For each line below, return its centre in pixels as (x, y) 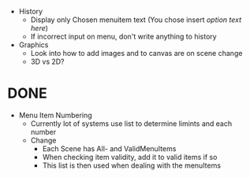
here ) (39, 28)
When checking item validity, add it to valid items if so (130, 157)
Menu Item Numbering (55, 115)
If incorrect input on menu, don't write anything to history (124, 36)
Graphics (34, 45)
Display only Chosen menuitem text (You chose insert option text (136, 20)
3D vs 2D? (47, 61)
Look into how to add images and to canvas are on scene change (136, 53)
